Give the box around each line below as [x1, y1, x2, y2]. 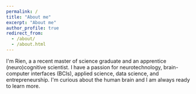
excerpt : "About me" [6, 19, 57, 25]
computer [6, 70, 30, 77]
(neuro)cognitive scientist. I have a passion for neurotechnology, [6, 63, 162, 70]
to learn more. [6, 82, 40, 89]
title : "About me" [6, 14, 51, 20]
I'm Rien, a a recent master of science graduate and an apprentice [6, 57, 167, 65]
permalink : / [6, 8, 38, 15]
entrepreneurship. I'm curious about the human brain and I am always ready [6, 76, 190, 83]
